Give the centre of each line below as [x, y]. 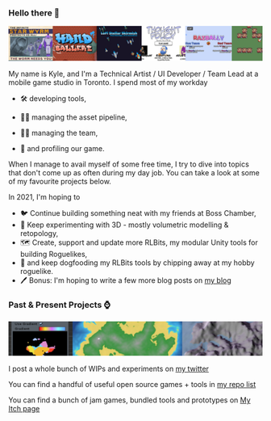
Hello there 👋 [34, 13]
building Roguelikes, [54, 255]
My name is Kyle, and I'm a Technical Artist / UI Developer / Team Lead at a [133, 74]
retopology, [39, 234]
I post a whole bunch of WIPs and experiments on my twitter [109, 369]
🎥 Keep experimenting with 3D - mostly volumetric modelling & [124, 225]
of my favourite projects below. [60, 182]
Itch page [24, 409]
